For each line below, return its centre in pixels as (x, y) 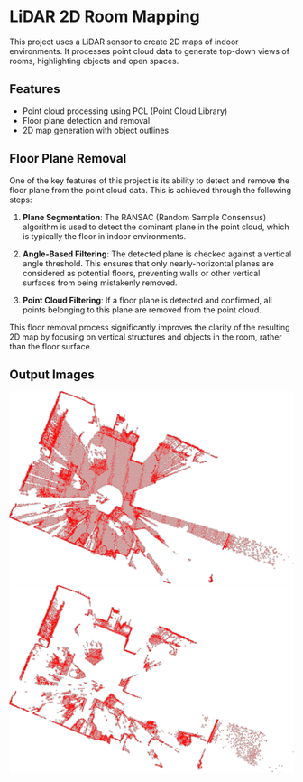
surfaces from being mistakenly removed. (100, 283)
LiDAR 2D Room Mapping (105, 17)
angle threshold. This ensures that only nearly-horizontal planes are (148, 263)
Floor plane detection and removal (86, 120)
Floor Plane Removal (68, 158)
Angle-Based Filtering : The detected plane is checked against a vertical (157, 254)
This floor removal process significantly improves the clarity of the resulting (150, 327)
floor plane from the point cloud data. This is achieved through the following (150, 190)
